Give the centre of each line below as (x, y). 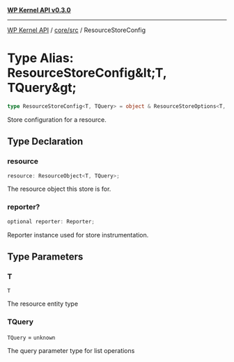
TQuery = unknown (31, 337)
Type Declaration (45, 142)
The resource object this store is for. (59, 189)
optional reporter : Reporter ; (51, 221)
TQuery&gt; (42, 88)
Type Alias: (41, 58)
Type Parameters (45, 257)
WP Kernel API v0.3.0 (39, 10)
